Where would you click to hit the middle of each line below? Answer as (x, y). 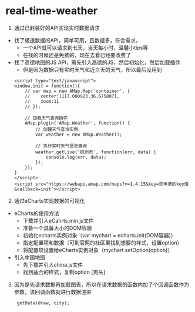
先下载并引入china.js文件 (53, 264)
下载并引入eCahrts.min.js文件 (58, 220)
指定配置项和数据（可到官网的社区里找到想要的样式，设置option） (102, 243)
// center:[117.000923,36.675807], (72, 96)
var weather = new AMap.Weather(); (79, 134)
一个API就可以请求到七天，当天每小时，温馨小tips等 (85, 48)
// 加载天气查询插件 (46, 118)
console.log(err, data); (76, 157)
